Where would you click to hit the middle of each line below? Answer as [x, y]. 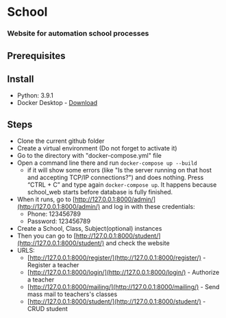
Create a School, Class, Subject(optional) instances [89, 229]
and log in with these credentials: [148, 207]
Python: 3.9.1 [35, 95]
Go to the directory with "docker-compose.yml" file [89, 156]
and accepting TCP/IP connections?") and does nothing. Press [115, 178]
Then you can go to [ [47, 236]
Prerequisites [36, 56]
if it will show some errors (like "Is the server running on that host [120, 170]
